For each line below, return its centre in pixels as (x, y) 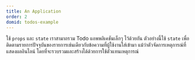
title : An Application (34, 11)
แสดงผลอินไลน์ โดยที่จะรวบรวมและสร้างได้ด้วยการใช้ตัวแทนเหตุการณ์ (72, 51)
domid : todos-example (32, 22)
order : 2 (17, 17)
